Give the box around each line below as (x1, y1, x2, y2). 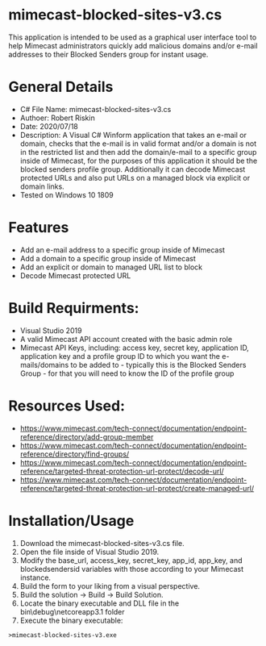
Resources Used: (8, 397, 126, 415)
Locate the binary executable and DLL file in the (19, 598, 180, 608)
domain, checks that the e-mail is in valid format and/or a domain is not (19, 139, 256, 148)
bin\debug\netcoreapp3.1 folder (19, 606, 125, 616)
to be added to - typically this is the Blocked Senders (70, 360, 247, 369)
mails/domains (19, 360, 69, 369)
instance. (19, 573, 51, 582)
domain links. (19, 181, 64, 191)
